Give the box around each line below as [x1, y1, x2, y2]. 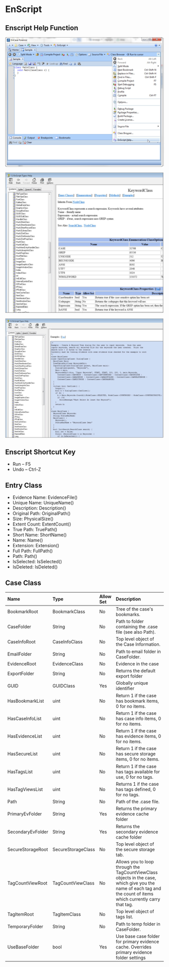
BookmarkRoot [7, 609, 39, 615]
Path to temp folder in [115, 921, 161, 927]
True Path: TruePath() [12, 527, 58, 533]
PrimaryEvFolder [7, 811, 42, 817]
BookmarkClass [52, 609, 86, 615]
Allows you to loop [115, 859, 154, 865]
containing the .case [115, 624, 158, 630]
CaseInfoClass [52, 638, 83, 645]
